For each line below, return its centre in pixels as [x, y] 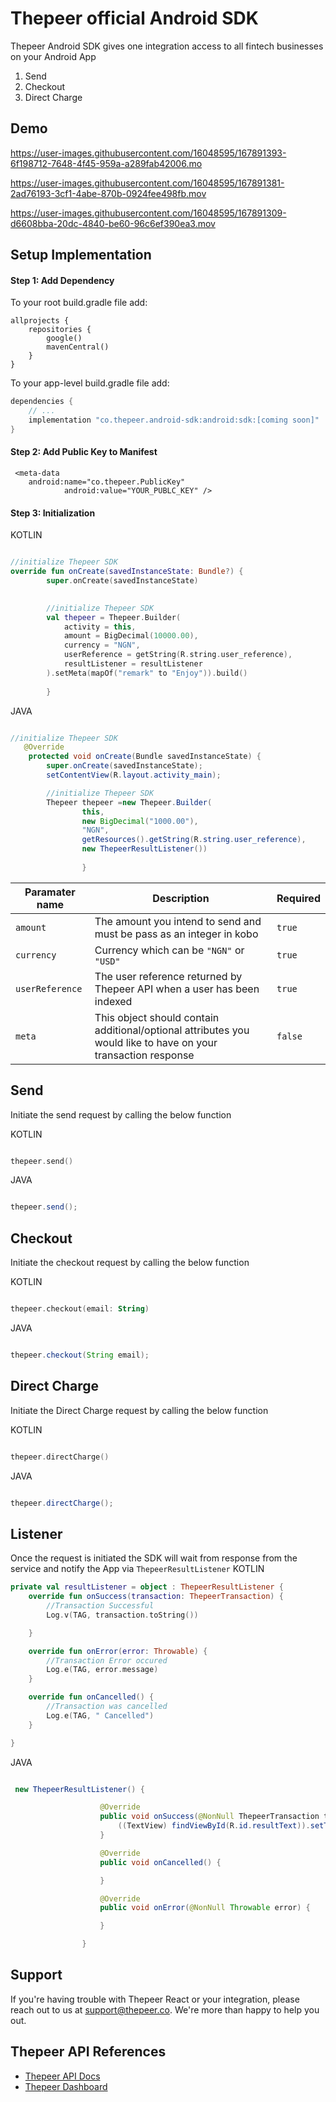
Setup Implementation [81, 255]
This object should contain [157, 1017]
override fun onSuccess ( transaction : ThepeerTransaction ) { [156, 1597]
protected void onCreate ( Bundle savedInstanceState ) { [145, 757]
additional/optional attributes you [172, 1030]
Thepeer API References [88, 2052]
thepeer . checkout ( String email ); [80, 1355]
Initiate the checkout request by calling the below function [130, 1263]
